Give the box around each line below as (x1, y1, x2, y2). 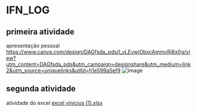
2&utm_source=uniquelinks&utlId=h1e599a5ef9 (6, 67, 121, 73)
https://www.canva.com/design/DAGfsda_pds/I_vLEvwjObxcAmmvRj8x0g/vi (6, 48, 191, 55)
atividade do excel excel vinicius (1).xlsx (6, 99, 103, 106)
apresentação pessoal (6, 42, 60, 49)
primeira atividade (6, 27, 75, 37)
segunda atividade (6, 84, 76, 94)
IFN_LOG (6, 3, 50, 17)
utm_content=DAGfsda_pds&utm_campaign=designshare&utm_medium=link (6, 61, 191, 68)
